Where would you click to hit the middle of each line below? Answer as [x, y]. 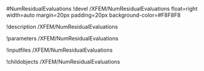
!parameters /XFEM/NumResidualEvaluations [62, 38]
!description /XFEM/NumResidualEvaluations [62, 27]
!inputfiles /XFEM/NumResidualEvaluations [59, 50]
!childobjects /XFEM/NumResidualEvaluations [63, 62]
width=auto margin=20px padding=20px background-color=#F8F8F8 [93, 15]
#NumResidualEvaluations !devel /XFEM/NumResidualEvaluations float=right [102, 9]
